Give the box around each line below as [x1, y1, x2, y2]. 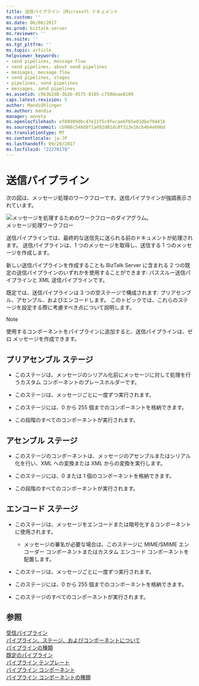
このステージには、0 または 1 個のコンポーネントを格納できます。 [14, 472, 175, 480]
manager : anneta [6, 113, 46, 119]
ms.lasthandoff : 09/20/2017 [6, 140, 76, 147]
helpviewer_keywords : [6, 53, 60, 59]
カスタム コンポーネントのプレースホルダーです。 [20, 379, 140, 386]
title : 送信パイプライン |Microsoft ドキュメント [6, 8, 118, 15]
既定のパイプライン [6, 651, 53, 658]
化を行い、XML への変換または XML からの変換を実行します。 [14, 460, 166, 467]
